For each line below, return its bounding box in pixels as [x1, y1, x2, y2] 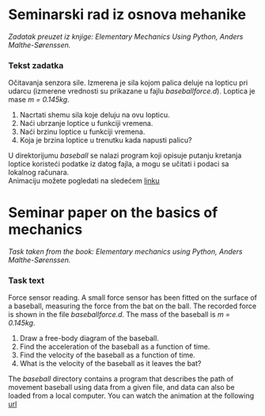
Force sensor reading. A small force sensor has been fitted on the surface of [8, 293, 258, 303]
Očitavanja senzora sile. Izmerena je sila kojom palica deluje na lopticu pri [8, 78, 248, 88]
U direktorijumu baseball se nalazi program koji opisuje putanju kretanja [8, 151, 242, 160]
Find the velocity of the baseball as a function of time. [19, 350, 195, 360]
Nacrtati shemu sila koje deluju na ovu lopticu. [19, 110, 170, 120]
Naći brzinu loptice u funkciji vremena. [19, 127, 146, 136]
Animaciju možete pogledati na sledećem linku [8, 176, 160, 185]
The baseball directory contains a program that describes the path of [8, 374, 234, 384]
